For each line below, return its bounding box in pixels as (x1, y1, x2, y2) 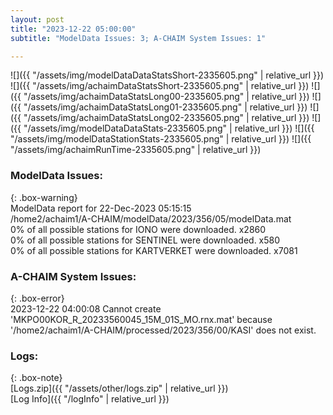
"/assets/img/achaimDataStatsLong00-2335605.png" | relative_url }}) (23, 91, 310, 103)
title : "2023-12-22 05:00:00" (10, 24, 137, 34)
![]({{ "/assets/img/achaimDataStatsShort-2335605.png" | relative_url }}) (10, 80, 310, 92)
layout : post (10, 14, 65, 25)
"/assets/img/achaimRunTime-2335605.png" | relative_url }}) (10, 144, 262, 156)
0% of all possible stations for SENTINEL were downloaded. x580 (10, 234, 281, 246)
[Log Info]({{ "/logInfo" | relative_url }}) (10, 393, 170, 405)
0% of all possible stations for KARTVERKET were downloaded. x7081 (10, 244, 298, 256)
